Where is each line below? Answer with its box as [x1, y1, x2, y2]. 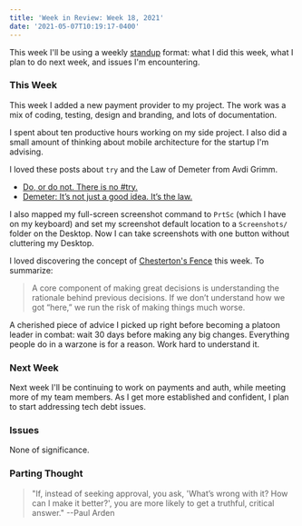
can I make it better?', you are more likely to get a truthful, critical [31, 497, 275, 509]
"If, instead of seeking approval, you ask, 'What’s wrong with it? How [31, 488, 288, 499]
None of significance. [9, 444, 90, 455]
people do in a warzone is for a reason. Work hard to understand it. [9, 338, 260, 350]
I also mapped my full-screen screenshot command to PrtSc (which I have [9, 208, 287, 219]
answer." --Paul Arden [31, 507, 115, 518]
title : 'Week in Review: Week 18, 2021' [9, 13, 165, 23]
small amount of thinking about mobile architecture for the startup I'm [9, 136, 269, 147]
